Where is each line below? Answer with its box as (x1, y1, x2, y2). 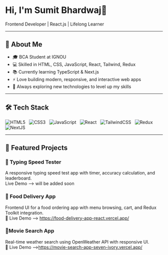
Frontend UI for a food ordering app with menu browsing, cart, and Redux (5, 204, 156, 210)
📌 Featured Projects (5, 143, 68, 152)
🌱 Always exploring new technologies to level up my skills (12, 83, 131, 89)
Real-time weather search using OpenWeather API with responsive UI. (5, 238, 149, 244)
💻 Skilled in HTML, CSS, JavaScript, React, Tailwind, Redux (12, 61, 136, 67)
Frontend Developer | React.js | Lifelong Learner (5, 21, 104, 27)
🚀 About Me (5, 40, 42, 49)
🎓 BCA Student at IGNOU (12, 53, 66, 59)
